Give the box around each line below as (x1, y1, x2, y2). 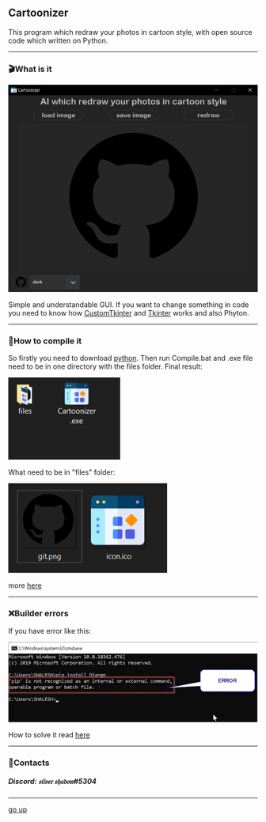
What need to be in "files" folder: (8, 468, 116, 477)
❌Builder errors (8, 608, 69, 619)
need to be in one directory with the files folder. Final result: (8, 362, 203, 371)
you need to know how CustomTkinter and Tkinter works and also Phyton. (8, 309, 249, 318)
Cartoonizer (8, 6, 69, 20)
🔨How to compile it (8, 335, 82, 347)
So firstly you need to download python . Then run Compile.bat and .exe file (8, 354, 253, 363)
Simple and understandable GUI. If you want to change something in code (8, 300, 249, 309)
